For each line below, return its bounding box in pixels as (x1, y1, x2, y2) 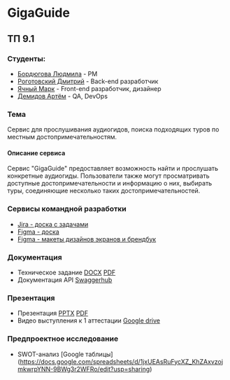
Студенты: (7, 54, 46, 64)
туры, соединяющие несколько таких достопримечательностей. (7, 187, 201, 195)
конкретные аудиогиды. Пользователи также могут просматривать (7, 171, 210, 180)
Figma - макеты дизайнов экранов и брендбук (17, 234, 157, 243)
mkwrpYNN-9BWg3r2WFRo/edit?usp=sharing (17, 365, 150, 373)
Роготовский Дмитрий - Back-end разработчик (17, 77, 159, 85)
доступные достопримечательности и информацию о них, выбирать (7, 179, 213, 188)
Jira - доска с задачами (17, 220, 89, 228)
